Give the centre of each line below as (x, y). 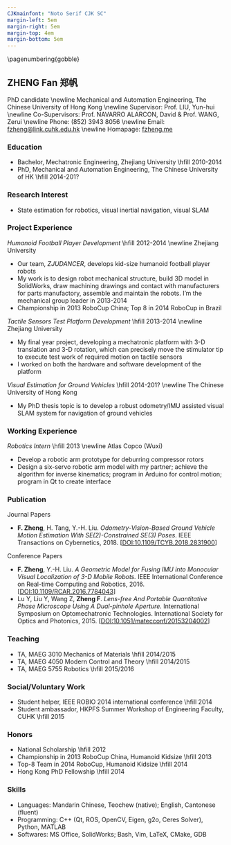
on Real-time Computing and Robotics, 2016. (81, 584)
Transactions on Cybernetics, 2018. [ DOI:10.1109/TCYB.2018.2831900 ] (117, 543)
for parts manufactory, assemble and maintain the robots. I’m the (110, 293)
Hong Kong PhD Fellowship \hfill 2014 (71, 772)
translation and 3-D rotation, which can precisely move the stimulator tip (120, 349)
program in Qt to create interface (64, 481)
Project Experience (40, 228)
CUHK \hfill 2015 (41, 717)
